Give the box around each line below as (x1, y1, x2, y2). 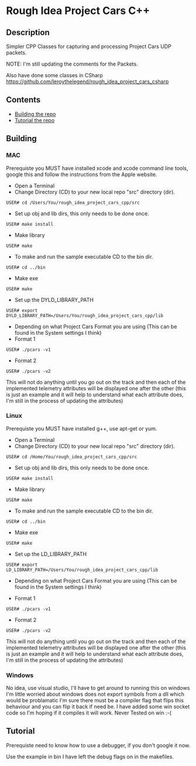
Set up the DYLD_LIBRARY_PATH (14, 296, 94, 303)
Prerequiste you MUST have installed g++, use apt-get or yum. (6, 425, 157, 432)
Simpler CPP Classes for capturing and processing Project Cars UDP (6, 43, 171, 50)
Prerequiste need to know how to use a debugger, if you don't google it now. (6, 741, 191, 748)
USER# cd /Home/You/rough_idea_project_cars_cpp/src (6, 454, 137, 460)
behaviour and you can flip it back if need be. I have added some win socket (6, 703, 190, 710)
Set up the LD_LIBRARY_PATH (14, 550, 87, 557)
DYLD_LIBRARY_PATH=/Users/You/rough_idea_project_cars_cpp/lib (6, 312, 164, 318)
